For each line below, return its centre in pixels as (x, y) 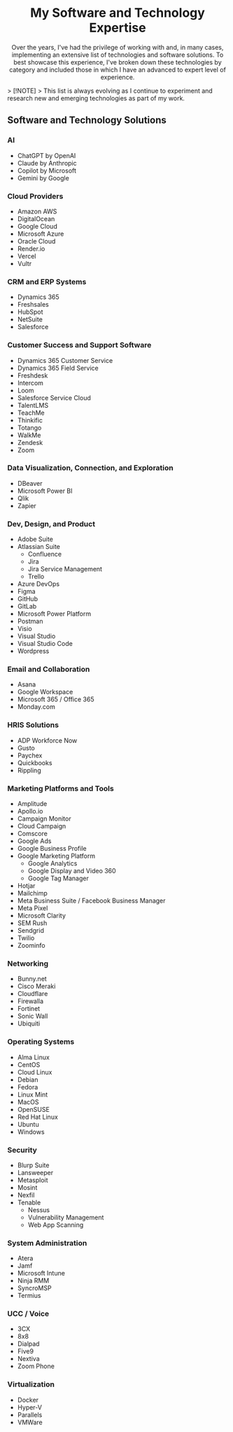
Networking (28, 963)
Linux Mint (33, 1094)
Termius (29, 1296)
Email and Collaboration (49, 670)
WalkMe (29, 435)
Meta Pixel (33, 908)
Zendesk (30, 442)
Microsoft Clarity (42, 915)
